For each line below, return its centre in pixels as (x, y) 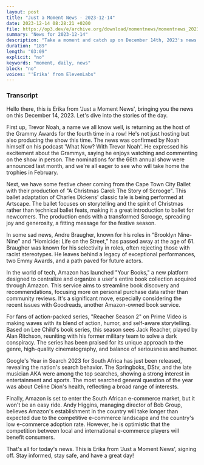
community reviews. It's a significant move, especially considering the (94, 298)
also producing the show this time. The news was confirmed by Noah (93, 140)
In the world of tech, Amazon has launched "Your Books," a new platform (97, 272)
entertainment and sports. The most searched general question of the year (100, 380)
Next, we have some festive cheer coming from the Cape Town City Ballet (99, 184)
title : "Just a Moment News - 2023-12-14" (61, 18)
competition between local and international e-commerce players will (93, 430)
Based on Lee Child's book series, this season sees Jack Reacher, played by (102, 329)
